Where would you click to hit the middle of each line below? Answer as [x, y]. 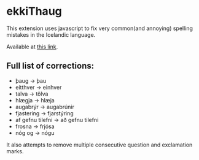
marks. [15, 151]
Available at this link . [32, 47]
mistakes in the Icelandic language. [51, 34]
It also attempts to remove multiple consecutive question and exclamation [99, 145]
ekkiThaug [34, 11]
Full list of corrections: [50, 66]
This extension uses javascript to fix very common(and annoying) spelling [100, 28]
